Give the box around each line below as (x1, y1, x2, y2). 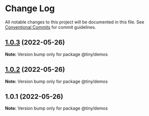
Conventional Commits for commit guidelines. (5, 24, 96, 30)
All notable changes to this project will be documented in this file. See (5, 19, 145, 25)
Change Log (5, 3, 55, 14)
